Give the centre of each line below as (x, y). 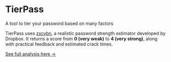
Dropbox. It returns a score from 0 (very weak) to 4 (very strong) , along (81, 39)
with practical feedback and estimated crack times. (59, 44)
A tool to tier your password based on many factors (59, 23)
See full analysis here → (31, 54)
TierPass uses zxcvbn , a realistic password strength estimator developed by (86, 33)
